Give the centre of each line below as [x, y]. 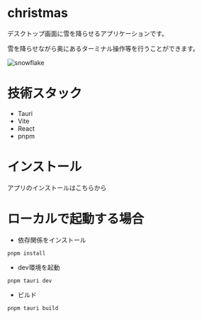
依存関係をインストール [52, 240]
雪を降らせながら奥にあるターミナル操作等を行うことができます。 [103, 48]
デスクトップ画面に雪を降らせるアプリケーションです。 [88, 33]
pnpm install [27, 253]
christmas [38, 13]
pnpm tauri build [33, 308]
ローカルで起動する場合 [76, 219]
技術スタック [45, 94]
